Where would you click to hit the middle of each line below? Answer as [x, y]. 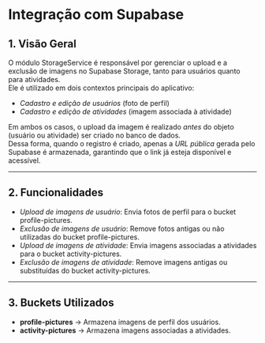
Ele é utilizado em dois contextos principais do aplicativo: [101, 88]
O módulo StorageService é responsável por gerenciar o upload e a [118, 62]
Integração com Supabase [96, 15]
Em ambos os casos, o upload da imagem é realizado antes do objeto [121, 127]
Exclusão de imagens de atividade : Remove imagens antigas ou [123, 262]
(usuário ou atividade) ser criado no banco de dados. [95, 135]
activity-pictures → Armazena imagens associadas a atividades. [125, 330]
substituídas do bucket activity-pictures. [85, 270]
